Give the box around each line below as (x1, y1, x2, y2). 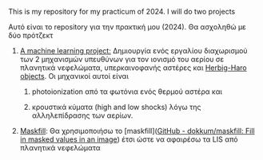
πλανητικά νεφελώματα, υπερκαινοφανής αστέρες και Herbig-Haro (19, 63, 247, 72)
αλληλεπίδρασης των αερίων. (31, 111, 133, 120)
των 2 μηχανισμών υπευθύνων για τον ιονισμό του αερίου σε (19, 55, 225, 64)
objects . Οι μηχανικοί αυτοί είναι (19, 72, 130, 80)
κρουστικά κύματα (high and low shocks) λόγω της (31, 103, 201, 111)
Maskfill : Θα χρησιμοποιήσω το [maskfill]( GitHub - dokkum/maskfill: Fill (19, 127, 255, 135)
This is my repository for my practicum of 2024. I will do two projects (8, 7, 236, 16)
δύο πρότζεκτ (8, 31, 54, 40)
